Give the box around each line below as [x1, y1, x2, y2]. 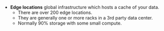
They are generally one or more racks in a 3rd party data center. [17, 15, 153, 20]
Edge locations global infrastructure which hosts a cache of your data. [10, 4, 159, 10]
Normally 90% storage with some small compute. [17, 20, 122, 26]
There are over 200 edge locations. [17, 9, 92, 15]
